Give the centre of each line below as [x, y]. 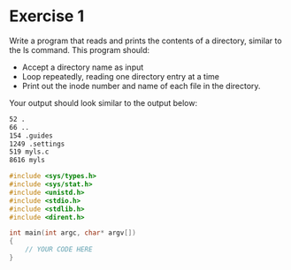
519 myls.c [29, 152]
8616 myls [27, 161]
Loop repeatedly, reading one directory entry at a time [120, 76]
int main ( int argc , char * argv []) [73, 233]
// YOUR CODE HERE [59, 250]
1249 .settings [37, 144]
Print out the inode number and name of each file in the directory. [141, 86]
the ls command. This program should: [80, 49]
